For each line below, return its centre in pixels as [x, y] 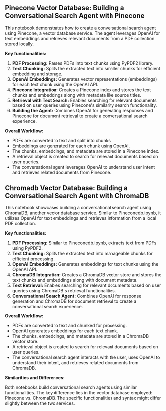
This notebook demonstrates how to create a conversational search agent [81, 28]
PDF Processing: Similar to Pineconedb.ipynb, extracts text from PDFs [84, 243]
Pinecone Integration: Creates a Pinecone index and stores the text [82, 90]
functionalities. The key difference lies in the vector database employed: [79, 392]
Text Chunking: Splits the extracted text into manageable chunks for [82, 253]
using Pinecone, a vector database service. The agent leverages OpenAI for [83, 33]
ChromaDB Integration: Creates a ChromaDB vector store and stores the [87, 274]
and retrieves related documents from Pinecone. [62, 172]
